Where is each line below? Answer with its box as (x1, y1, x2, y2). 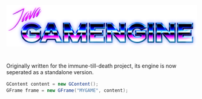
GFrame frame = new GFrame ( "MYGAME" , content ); (6, 88, 129, 94)
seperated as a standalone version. (6, 69, 94, 76)
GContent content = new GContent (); (6, 81, 99, 88)
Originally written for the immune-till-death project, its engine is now (6, 62, 177, 69)
